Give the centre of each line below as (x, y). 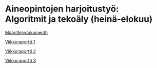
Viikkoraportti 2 (20, 51)
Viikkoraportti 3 (20, 60)
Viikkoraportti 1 (20, 41)
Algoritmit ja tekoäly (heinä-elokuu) (79, 19)
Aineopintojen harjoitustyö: (62, 9)
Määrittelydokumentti (26, 32)
